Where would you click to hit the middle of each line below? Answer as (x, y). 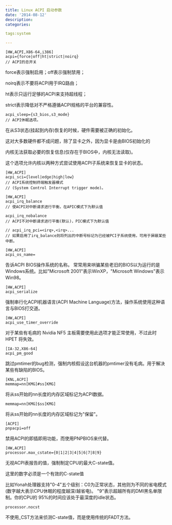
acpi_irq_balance (24, 201)
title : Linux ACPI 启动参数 (34, 10)
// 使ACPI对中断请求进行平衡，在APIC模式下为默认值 (54, 207)
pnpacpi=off (18, 429)
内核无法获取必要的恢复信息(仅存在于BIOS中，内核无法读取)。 (70, 152)
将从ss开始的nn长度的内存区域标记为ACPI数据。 (56, 394)
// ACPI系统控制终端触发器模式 (34, 183)
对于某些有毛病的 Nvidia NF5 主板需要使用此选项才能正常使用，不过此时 (81, 333)
